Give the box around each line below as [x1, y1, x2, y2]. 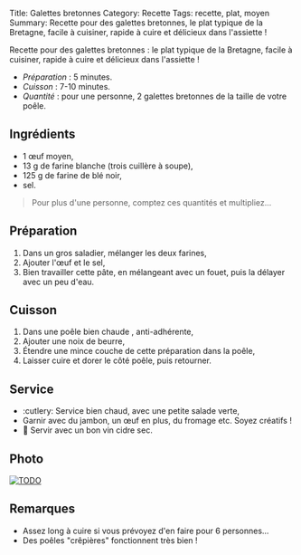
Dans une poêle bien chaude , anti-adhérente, [22, 326, 194, 338]
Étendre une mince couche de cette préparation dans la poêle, [22, 346, 256, 357]
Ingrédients [9, 127, 76, 142]
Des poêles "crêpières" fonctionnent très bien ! [22, 534, 198, 546]
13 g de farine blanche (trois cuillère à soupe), [22, 160, 193, 171]
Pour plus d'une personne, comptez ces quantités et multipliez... [31, 196, 272, 207]
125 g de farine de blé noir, [22, 169, 122, 180]
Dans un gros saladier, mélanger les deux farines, [22, 247, 208, 258]
